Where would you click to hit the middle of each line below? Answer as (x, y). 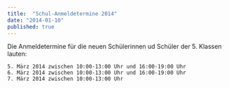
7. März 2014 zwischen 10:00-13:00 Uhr (65, 79)
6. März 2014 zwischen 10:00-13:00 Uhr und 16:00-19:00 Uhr (97, 73)
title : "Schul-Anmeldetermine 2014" (62, 14)
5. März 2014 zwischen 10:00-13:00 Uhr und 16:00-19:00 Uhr (97, 67)
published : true (31, 27)
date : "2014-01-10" (36, 20)
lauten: (17, 54)
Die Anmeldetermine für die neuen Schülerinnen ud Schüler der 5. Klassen (114, 47)
